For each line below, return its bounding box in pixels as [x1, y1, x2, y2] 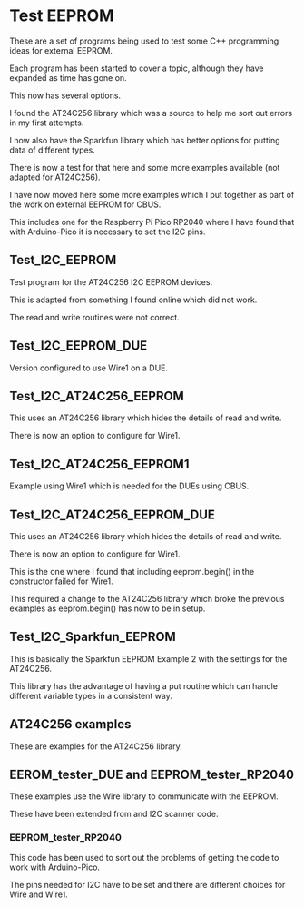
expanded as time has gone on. [9, 72, 127, 83]
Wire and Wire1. [9, 889, 68, 900]
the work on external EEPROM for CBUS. [9, 199, 162, 210]
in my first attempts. [9, 117, 84, 128]
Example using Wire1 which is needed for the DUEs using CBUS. [9, 480, 250, 491]
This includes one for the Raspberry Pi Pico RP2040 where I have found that [9, 216, 295, 227]
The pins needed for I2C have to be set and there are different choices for [9, 879, 286, 890]
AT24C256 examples [9, 716, 132, 732]
